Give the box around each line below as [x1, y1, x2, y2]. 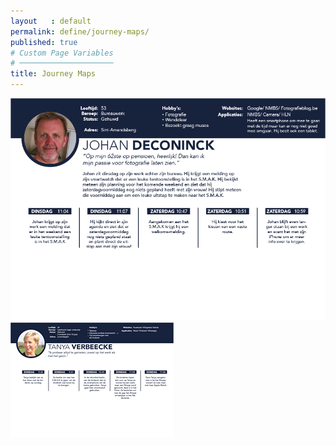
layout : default [10, 16, 92, 26]
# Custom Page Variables [10, 48, 114, 58]
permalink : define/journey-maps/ [10, 26, 150, 37]
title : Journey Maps [10, 69, 97, 79]
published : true [10, 37, 78, 47]
